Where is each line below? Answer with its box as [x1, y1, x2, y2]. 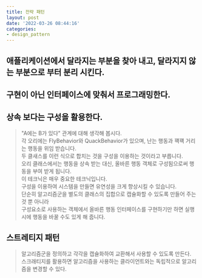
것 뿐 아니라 [21, 198, 50, 205]
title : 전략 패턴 [6, 9, 45, 15]
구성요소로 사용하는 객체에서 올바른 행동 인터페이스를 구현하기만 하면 [21, 205, 184, 213]
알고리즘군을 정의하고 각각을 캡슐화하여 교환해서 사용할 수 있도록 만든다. [21, 250, 192, 257]
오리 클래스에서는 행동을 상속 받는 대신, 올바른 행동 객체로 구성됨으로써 [21, 159, 188, 167]
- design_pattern [6, 32, 50, 38]
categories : [6, 26, 36, 32]
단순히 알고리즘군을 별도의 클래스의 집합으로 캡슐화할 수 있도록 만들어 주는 [21, 190, 197, 198]
